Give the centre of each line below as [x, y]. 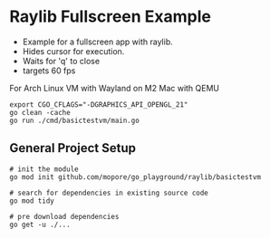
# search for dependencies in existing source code [109, 193]
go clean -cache [40, 112]
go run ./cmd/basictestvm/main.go [75, 120]
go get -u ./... [40, 224]
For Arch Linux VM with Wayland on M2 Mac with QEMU [115, 88]
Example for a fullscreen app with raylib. [98, 42]
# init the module [44, 169]
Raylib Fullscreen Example [110, 17]
